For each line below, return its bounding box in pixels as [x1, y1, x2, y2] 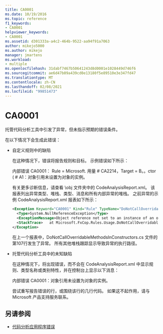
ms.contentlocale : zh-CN [5, 80, 55, 84]
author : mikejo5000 [5, 43, 45, 48]
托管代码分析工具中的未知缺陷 [12, 250, 72, 256]
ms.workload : [5, 57, 32, 62]
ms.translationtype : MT [5, 75, 54, 80]
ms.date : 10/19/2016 [5, 12, 47, 17]
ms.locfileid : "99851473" [5, 89, 57, 94]
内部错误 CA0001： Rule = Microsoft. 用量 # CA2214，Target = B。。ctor [12, 168, 156, 174]
